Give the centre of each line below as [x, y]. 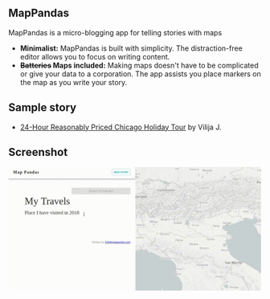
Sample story [43, 108]
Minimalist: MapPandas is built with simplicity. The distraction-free [131, 48]
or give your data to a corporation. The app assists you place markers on [140, 74]
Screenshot [38, 152]
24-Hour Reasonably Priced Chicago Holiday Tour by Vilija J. [121, 127]
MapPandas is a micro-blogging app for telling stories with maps [115, 32]
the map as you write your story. [74, 82]
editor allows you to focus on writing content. [95, 56]
